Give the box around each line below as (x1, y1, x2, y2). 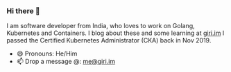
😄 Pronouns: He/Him (16, 49, 78, 58)
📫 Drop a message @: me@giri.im (16, 58, 116, 66)
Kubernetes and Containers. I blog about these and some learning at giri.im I (6, 29, 225, 37)
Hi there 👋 (6, 6, 41, 16)
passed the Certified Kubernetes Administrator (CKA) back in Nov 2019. (6, 36, 212, 45)
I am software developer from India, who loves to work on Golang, (6, 22, 195, 30)
